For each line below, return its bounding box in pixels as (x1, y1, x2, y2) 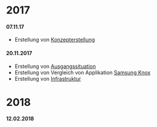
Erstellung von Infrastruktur (14, 75, 81, 82)
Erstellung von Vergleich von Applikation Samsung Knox (14, 68, 151, 76)
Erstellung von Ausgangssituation (14, 63, 96, 70)
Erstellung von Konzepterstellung (14, 36, 95, 43)
